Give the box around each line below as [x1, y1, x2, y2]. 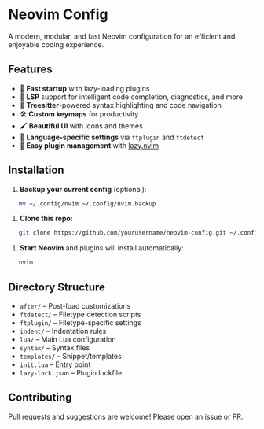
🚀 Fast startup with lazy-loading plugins [19, 83, 150, 93]
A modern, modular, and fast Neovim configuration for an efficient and [8, 31, 236, 41]
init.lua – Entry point [19, 360, 91, 369]
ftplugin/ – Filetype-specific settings [19, 318, 141, 327]
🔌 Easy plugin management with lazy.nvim [19, 140, 159, 150]
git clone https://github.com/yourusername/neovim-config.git [18, 229, 226, 237]
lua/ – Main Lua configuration [19, 335, 116, 344]
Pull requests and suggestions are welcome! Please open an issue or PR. [8, 412, 244, 421]
